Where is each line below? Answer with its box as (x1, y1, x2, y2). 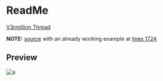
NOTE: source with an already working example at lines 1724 (6, 35, 157, 42)
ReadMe (6, 4, 49, 17)
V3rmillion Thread (6, 23, 51, 31)
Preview (6, 52, 38, 63)
